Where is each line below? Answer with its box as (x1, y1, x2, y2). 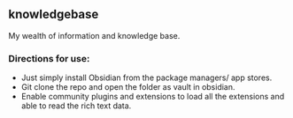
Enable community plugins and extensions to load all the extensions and (20, 92, 285, 102)
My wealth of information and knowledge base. (8, 30, 181, 41)
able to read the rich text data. (20, 100, 132, 111)
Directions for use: (8, 52, 90, 64)
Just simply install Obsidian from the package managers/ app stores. (20, 72, 273, 83)
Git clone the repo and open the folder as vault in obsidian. (20, 82, 235, 92)
